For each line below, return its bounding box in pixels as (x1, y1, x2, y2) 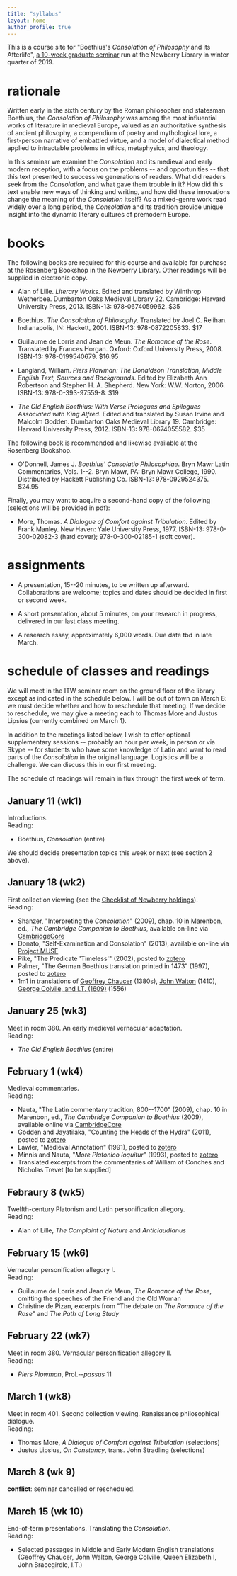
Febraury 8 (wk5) (7, 1186, 86, 1198)
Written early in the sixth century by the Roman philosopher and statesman (7, 106, 226, 115)
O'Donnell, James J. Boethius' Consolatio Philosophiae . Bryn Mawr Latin (17, 460, 230, 468)
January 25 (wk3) (7, 1005, 87, 1017)
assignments (7, 557, 86, 574)
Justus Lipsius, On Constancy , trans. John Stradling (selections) (17, 1446, 205, 1454)
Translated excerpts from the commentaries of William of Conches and (17, 1158, 225, 1167)
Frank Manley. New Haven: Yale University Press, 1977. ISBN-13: (17, 525, 204, 533)
